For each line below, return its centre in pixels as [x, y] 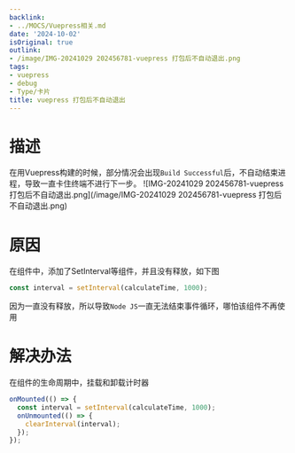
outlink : [25, 51]
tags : [19, 67]
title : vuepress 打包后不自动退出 [67, 100]
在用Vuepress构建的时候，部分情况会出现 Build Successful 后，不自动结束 [144, 173]
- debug [23, 83]
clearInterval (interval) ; [73, 424]
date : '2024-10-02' [45, 34]
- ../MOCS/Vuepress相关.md [58, 26]
